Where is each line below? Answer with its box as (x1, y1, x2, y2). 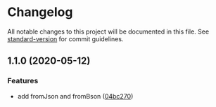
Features (7, 76, 39, 86)
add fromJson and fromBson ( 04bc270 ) (17, 92, 134, 100)
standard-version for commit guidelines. (7, 34, 124, 43)
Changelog (7, 4, 73, 20)
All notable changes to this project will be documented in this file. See (7, 27, 210, 36)
